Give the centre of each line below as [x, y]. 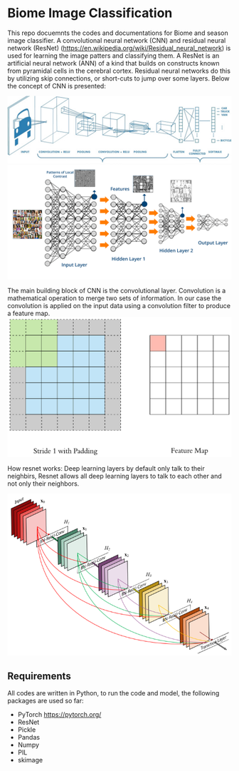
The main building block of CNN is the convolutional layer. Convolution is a [117, 291]
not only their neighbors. [43, 484]
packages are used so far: [46, 700]
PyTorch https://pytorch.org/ [59, 714]
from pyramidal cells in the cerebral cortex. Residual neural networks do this [119, 71]
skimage [30, 760]
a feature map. [29, 313]
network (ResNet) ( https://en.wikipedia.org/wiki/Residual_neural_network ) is [119, 48]
